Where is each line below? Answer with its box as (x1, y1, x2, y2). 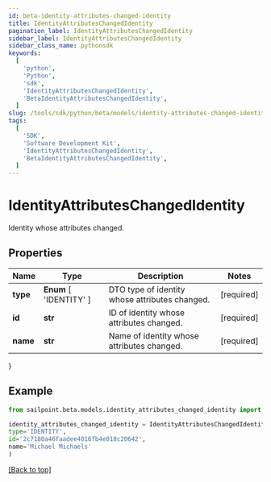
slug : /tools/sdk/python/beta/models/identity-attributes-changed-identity (8, 110, 269, 118)
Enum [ (43, 284, 72, 295)
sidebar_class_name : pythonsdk (8, 42, 114, 50)
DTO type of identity (108, 284, 186, 295)
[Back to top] (8, 464, 52, 474)
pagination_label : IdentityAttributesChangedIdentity (8, 27, 194, 35)
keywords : (8, 49, 42, 57)
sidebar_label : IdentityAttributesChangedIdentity (8, 34, 182, 43)
